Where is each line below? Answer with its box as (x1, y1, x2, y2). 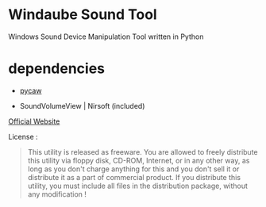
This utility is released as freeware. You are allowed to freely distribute (27, 147, 258, 156)
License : (8, 132, 38, 141)
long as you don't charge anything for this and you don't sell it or (27, 164, 240, 174)
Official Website (8, 117, 60, 126)
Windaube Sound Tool (8, 6, 157, 24)
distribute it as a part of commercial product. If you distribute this (27, 172, 241, 182)
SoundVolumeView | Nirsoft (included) (19, 101, 145, 110)
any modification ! (27, 189, 87, 199)
